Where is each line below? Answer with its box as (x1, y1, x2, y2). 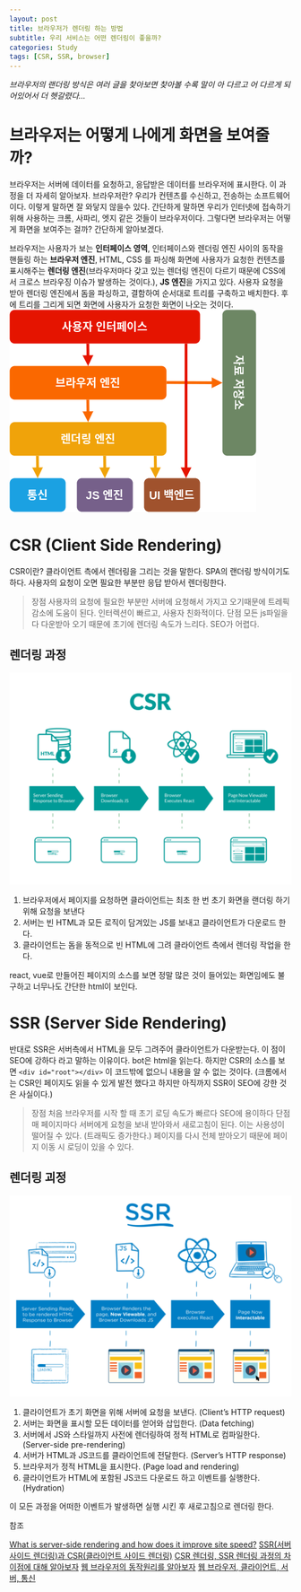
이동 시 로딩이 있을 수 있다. (40, 1141, 134, 1152)
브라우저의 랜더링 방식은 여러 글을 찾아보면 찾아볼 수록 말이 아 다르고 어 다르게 (9, 79, 282, 90)
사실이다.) (18, 1089, 54, 1099)
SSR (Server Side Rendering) (9, 1013, 228, 1033)
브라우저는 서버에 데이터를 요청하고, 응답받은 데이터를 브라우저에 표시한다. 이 (9, 179, 278, 190)
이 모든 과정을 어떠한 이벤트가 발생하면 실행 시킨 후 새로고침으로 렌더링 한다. (9, 1500, 275, 1511)
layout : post (9, 14, 58, 23)
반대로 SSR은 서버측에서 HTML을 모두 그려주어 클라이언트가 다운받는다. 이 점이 (9, 1044, 286, 1054)
